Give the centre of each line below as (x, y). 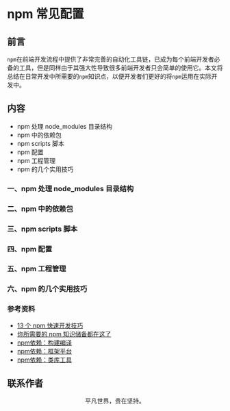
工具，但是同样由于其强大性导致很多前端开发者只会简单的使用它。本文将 (121, 68)
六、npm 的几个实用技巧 (47, 289)
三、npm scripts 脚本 (42, 229)
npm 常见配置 (46, 14)
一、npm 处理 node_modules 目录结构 (71, 188)
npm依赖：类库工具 (44, 360)
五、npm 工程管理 (37, 269)
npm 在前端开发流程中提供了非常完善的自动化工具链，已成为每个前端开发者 (111, 59)
